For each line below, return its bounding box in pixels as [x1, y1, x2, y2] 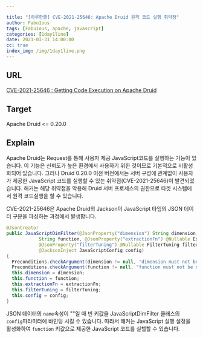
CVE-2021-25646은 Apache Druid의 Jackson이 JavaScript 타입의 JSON [6, 205, 183, 213]
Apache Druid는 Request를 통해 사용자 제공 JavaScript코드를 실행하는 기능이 [6, 154, 190, 162]
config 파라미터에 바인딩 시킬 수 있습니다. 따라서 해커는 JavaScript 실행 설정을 [6, 317, 191, 325]
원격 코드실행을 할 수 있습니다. [12, 192, 84, 200]
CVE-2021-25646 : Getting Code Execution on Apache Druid [6, 86, 157, 94]
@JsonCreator [6, 225, 39, 231]
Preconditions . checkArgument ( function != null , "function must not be [11, 264, 193, 270]
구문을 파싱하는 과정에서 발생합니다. [12, 213, 97, 220]
